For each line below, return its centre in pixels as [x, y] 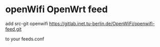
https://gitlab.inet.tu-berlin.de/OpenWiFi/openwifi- [102, 24]
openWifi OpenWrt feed [57, 9]
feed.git [14, 29]
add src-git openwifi [27, 24]
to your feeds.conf [25, 39]
